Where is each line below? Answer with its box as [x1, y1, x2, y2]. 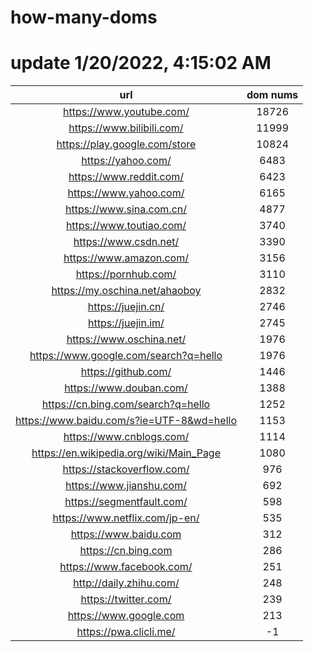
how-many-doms [10, 6, 158, 29]
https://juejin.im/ [88, 316, 165, 330]
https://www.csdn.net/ [73, 235, 180, 249]
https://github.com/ [80, 365, 172, 379]
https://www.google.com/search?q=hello [29, 349, 223, 363]
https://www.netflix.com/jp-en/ [52, 511, 200, 525]
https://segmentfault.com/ [64, 495, 188, 509]
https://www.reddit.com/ [68, 170, 185, 184]
